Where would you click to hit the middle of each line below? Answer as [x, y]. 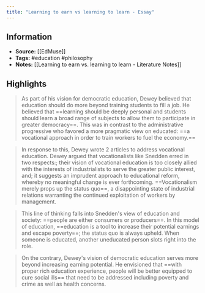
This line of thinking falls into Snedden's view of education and [101, 214]
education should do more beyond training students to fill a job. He [105, 105]
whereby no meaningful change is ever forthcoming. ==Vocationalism [109, 182]
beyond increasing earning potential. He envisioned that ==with [102, 265]
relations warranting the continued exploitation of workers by [98, 195]
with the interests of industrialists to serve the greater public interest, [108, 169]
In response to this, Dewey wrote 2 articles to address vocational [103, 150]
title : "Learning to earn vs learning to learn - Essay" [80, 12]
